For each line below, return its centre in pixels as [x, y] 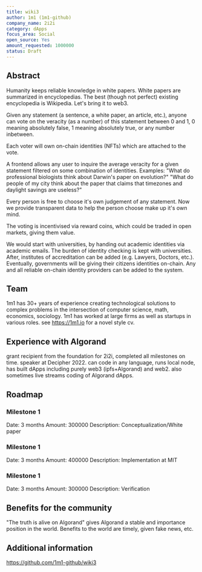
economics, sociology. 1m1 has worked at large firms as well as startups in [99, 316]
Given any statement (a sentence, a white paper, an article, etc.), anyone [97, 115]
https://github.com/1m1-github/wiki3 [51, 562]
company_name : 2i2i [31, 23]
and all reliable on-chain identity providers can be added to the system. [95, 270]
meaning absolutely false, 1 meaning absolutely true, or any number [91, 128]
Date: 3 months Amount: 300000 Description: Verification [78, 489]
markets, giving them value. [41, 232]
